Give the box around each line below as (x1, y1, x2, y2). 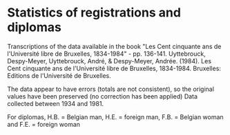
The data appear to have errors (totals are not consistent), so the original (7, 85, 214, 93)
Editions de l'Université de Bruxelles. (7, 71, 112, 80)
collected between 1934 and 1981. (7, 99, 104, 107)
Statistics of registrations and (7, 5, 182, 21)
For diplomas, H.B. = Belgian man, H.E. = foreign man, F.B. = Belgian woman (7, 112, 224, 121)
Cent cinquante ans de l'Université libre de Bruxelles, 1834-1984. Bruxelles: (7, 64, 221, 72)
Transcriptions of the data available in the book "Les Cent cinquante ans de (7, 42, 222, 50)
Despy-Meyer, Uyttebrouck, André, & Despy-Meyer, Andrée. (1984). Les (7, 56, 212, 65)
